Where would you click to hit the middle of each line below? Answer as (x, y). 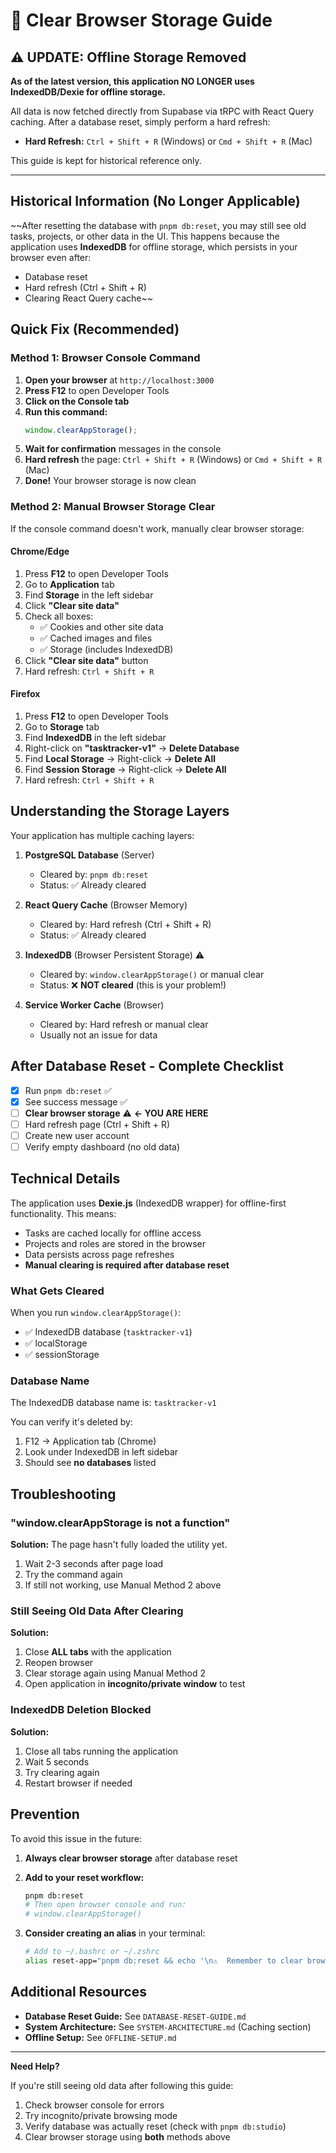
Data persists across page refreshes (99, 1254)
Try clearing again (62, 1772)
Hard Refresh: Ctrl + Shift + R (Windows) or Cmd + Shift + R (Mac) (168, 141)
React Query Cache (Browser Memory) (106, 905)
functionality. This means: (63, 1213)
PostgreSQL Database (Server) (89, 855)
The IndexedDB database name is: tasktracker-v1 (113, 1403)
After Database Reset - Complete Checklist (147, 1066)
